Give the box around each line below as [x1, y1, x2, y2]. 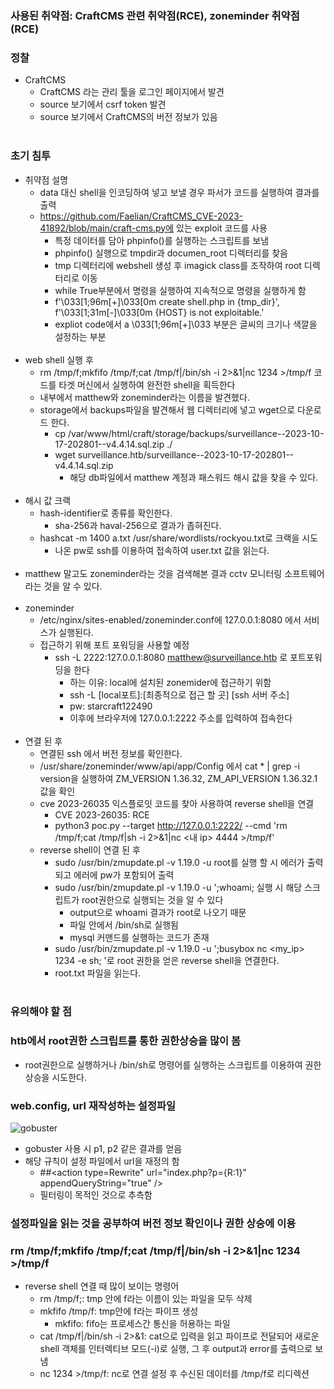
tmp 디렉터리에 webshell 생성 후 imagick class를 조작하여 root [54, 259, 302, 271]
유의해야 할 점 [10, 1005, 73, 1019]
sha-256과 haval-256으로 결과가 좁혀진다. [54, 519, 222, 531]
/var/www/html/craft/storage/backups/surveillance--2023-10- [67, 427, 325, 439]
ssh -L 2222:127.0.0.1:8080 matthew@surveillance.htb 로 [54, 651, 288, 663]
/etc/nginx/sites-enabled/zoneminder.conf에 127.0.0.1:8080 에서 [39, 613, 302, 626]
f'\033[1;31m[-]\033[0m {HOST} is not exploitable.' [54, 306, 265, 318]
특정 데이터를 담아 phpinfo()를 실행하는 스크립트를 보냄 [54, 234, 270, 246]
